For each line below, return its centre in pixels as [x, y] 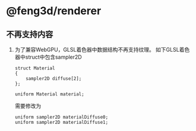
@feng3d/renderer [54, 11]
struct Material [35, 68]
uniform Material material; [49, 94]
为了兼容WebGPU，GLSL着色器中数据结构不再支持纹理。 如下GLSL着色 [102, 49]
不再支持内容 [30, 34]
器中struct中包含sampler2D [48, 57]
